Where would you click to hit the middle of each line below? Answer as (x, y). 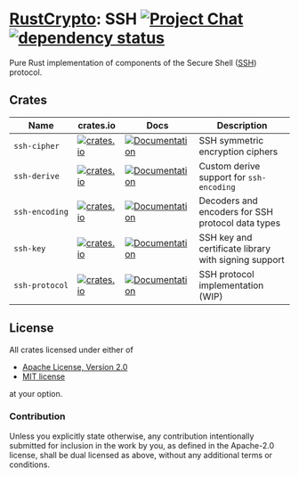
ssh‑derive (36, 176)
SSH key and (226, 237)
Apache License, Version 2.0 (75, 366)
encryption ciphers (238, 152)
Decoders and (228, 201)
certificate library (235, 248)
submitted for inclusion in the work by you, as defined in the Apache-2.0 (141, 445)
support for (222, 177)
